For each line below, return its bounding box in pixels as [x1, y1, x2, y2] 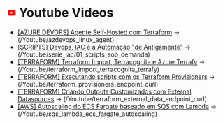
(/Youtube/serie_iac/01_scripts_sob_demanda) [17, 50, 150, 59]
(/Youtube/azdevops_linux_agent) [17, 35, 115, 43]
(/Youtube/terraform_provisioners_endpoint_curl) [17, 80, 159, 88]
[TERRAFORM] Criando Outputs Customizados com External [17, 87, 192, 96]
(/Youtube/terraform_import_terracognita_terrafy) [17, 65, 159, 73]
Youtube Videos [18, 5, 114, 21]
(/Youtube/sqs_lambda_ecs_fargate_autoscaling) [17, 110, 158, 118]
